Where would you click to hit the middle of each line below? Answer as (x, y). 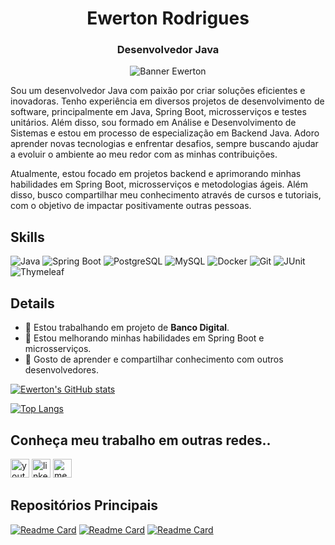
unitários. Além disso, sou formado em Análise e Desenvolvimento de (153, 123)
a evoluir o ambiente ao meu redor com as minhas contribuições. (144, 154)
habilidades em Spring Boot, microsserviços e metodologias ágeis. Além (159, 184)
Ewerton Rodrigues (168, 18)
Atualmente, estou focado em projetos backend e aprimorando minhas (156, 174)
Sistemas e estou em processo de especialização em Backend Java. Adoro (165, 133)
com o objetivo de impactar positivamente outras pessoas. (131, 206)
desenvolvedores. (61, 370)
